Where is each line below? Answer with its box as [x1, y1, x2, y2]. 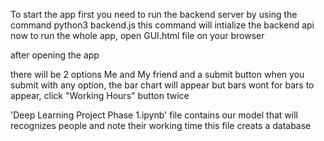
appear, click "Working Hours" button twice [10, 90, 190, 101]
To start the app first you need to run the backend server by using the [10, 9, 298, 20]
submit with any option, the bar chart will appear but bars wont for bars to [10, 79, 315, 91]
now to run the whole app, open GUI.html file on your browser [10, 30, 265, 41]
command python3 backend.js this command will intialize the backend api [10, 19, 315, 31]
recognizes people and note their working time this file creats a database [10, 120, 312, 131]
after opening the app [10, 49, 100, 61]
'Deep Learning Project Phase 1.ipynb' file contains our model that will [10, 109, 298, 121]
